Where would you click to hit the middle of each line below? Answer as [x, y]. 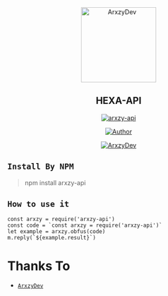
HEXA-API [119, 101]
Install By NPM [41, 167]
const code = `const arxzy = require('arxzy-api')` [85, 225]
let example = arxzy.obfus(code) [56, 232]
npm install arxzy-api [55, 182]
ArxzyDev [30, 286]
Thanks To [39, 266]
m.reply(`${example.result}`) [52, 238]
